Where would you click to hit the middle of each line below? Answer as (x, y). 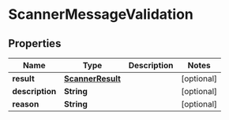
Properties (35, 44)
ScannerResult (92, 78)
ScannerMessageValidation (101, 15)
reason (26, 104)
